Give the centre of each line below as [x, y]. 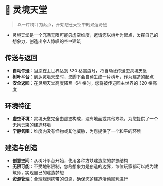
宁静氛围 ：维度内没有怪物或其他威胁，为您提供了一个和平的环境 [76, 131]
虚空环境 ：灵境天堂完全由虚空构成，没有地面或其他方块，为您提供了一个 [85, 118]
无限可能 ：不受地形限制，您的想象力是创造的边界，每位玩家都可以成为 [83, 166]
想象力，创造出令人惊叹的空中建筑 [47, 41]
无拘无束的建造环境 [32, 125]
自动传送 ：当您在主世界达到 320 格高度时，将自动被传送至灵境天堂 [80, 70]
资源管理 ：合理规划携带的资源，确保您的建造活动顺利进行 [70, 179]
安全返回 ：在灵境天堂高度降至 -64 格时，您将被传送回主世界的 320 [80, 83]
